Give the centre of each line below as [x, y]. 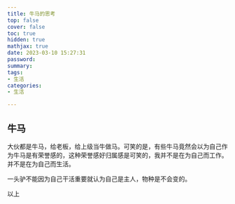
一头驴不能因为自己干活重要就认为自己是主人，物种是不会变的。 [99, 179]
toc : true [22, 33]
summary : [20, 66]
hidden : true [26, 40]
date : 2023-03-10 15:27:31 [47, 53]
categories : [24, 86]
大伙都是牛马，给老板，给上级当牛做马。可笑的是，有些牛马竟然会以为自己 [114, 146]
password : [22, 60]
